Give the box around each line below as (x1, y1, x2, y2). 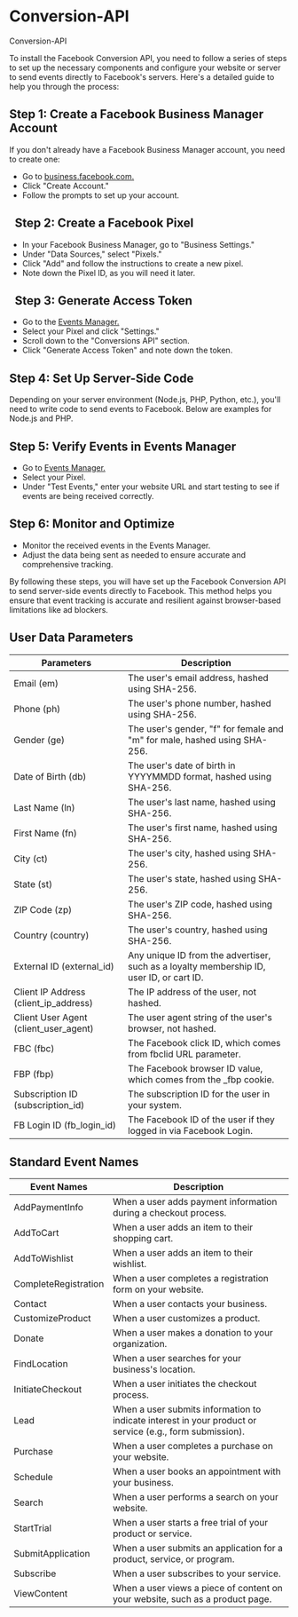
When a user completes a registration (112, 1272, 269, 1285)
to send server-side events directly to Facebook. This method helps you (9, 585, 272, 596)
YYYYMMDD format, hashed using (128, 770, 272, 782)
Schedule (13, 1471, 53, 1484)
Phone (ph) (13, 702, 61, 715)
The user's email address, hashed (128, 671, 269, 684)
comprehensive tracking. (21, 559, 114, 569)
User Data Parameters (9, 630, 134, 646)
